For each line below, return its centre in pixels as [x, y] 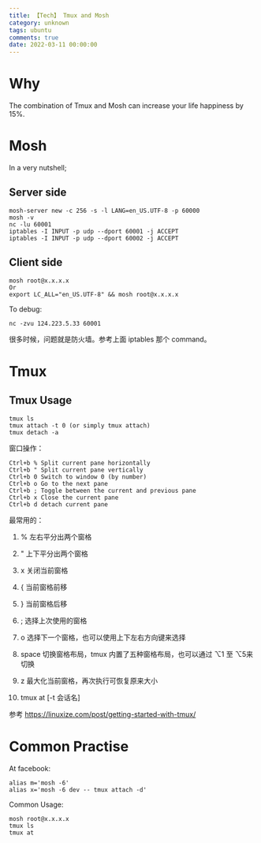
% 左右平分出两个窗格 [56, 536]
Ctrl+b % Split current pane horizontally [80, 463]
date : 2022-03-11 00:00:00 [53, 45]
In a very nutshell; [38, 168]
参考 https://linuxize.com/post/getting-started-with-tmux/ [103, 714]
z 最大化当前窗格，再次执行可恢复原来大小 [89, 681]
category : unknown [39, 23]
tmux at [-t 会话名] [50, 697]
